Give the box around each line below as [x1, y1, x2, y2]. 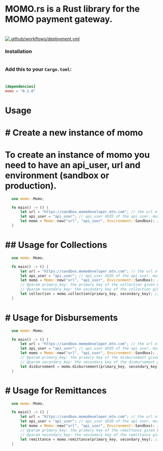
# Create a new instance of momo [5, 127, 143, 138]
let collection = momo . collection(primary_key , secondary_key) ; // [20, 291, 160, 297]
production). [5, 180, 57, 191]
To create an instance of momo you [5, 149, 150, 160]
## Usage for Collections [5, 239, 108, 251]
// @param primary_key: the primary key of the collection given [20, 283, 155, 287]
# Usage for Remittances [5, 385, 107, 396]
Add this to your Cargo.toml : [5, 66, 72, 73]
